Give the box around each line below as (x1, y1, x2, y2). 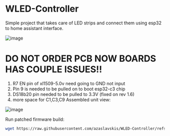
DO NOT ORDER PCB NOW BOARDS (5, 53, 156, 64)
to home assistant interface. (5, 25, 64, 31)
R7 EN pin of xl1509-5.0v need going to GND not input (12, 80, 125, 86)
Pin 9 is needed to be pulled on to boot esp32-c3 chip (12, 86, 125, 92)
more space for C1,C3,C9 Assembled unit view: (12, 96, 111, 103)
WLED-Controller (5, 3, 79, 15)
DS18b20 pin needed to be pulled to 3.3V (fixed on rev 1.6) (12, 91, 135, 97)
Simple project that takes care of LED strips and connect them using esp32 (5, 20, 162, 26)
